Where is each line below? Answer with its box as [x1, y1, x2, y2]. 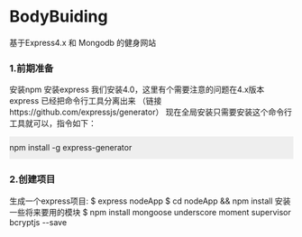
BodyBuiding [9, 6, 108, 27]
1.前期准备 [9, 61, 54, 74]
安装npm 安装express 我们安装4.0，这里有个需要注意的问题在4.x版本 [9, 84, 265, 96]
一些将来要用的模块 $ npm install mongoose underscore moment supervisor [9, 206, 291, 217]
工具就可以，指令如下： [9, 118, 96, 129]
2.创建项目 [9, 173, 56, 186]
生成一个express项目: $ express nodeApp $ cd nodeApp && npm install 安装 [9, 196, 291, 206]
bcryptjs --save [9, 216, 68, 227]
